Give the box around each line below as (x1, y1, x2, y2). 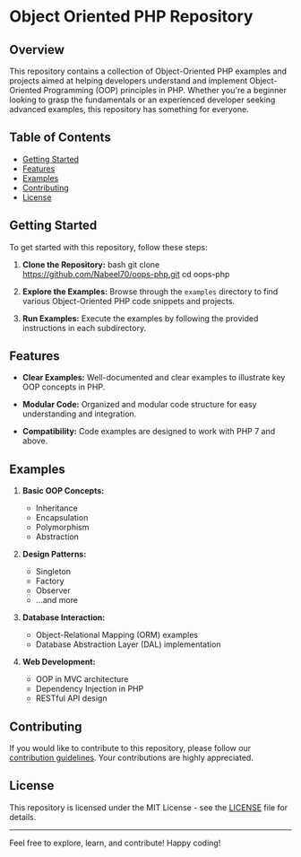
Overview (9, 42, 65, 57)
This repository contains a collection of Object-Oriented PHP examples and (9, 66, 288, 76)
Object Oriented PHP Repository (9, 6, 254, 27)
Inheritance (35, 503, 78, 513)
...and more (35, 595, 79, 606)
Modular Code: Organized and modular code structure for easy (21, 399, 257, 410)
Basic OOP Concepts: (21, 485, 105, 496)
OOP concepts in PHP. (21, 381, 106, 392)
